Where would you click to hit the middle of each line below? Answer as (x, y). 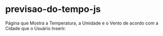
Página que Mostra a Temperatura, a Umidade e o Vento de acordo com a (82, 23)
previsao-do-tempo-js (53, 9)
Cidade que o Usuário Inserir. (36, 28)
